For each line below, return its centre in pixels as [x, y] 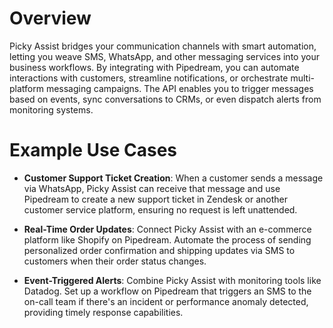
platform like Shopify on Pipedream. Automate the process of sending [167, 239]
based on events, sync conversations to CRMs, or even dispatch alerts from [165, 99]
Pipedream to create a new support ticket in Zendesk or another [155, 199]
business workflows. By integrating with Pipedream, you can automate [154, 67]
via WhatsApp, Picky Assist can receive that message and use [152, 188]
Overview [50, 18]
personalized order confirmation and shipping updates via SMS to [159, 250]
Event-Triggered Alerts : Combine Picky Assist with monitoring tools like [172, 280]
